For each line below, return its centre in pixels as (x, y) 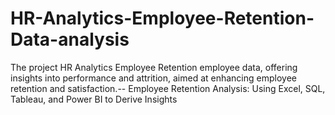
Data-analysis (70, 39)
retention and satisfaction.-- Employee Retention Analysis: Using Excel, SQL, (168, 88)
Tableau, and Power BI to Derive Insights (94, 99)
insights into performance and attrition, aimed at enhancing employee (153, 78)
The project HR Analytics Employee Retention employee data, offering (154, 67)
